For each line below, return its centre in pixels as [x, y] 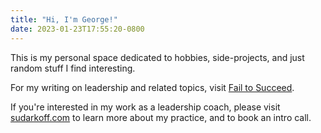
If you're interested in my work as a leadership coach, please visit [145, 107]
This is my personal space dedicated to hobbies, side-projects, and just [157, 57]
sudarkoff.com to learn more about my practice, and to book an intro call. [161, 117]
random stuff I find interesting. [73, 68]
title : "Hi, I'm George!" [64, 19]
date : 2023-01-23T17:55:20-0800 [77, 29]
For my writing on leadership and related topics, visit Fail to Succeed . [152, 87]
